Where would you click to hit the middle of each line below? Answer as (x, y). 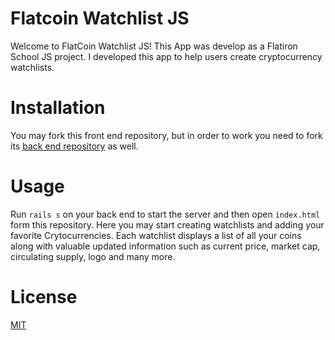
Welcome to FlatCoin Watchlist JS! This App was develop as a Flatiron (154, 46)
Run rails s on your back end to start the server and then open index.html (165, 214)
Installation (58, 108)
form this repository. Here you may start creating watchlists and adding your (167, 224)
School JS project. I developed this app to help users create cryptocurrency (166, 56)
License (44, 297)
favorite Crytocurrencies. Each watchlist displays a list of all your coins (156, 235)
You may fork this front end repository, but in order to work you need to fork (166, 135)
